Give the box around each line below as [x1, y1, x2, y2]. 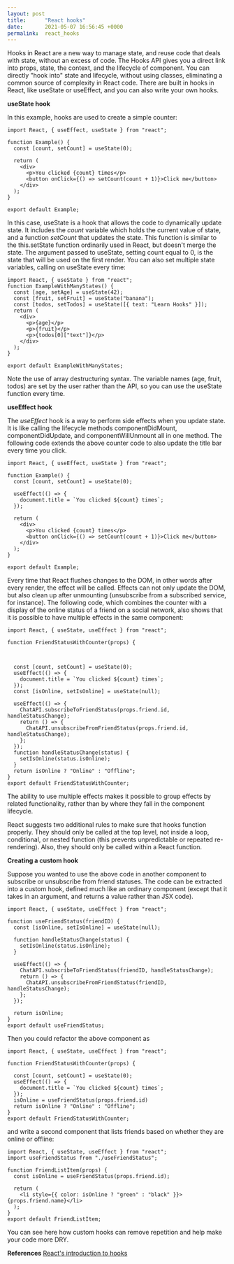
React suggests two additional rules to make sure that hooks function [7, 821, 207, 829]
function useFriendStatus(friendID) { [7, 918, 120, 925]
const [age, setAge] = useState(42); [13, 289, 124, 296]
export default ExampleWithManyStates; [7, 362, 124, 369]
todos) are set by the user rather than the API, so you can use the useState [7, 382, 222, 390]
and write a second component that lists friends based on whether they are [7, 1128, 224, 1136]
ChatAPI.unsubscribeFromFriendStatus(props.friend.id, [25, 725, 189, 732]
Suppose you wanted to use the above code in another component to [7, 870, 207, 879]
